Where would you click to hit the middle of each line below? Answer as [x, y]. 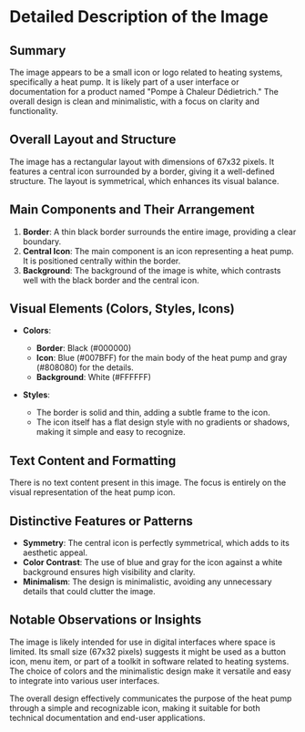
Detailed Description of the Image [139, 17]
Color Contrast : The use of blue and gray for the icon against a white [152, 562]
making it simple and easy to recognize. [111, 432]
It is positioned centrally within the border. [102, 261]
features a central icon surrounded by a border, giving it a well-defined [142, 171]
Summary [38, 51]
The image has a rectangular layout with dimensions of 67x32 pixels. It [142, 161]
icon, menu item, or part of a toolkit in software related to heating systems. [149, 661]
